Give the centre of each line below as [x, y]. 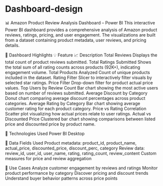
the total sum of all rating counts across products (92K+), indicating [72, 67]
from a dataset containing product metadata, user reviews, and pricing [76, 40]
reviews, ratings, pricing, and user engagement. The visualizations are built [80, 35]
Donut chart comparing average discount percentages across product [75, 98]
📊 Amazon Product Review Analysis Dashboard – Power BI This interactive [80, 22]
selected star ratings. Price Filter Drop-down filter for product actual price [79, 83]
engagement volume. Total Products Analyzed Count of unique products [78, 72]
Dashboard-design [44, 9]
